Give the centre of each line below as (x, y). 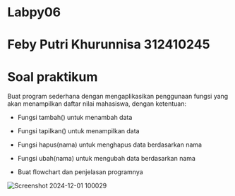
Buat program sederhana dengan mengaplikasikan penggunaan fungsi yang (118, 97)
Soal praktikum (53, 76)
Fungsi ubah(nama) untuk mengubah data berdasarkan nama (107, 159)
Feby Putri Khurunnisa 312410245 (109, 45)
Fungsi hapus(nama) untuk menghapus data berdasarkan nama (110, 145)
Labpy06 (34, 12)
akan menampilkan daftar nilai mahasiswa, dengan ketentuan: (97, 104)
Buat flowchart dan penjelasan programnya (80, 172)
